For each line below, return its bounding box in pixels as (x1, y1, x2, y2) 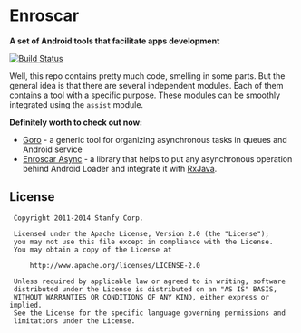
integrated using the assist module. (9, 99, 143, 109)
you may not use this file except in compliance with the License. (13, 237, 274, 246)
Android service (22, 144, 83, 155)
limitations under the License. (13, 316, 136, 326)
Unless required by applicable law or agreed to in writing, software (13, 277, 286, 286)
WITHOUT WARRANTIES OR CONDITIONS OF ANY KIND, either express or (13, 292, 270, 301)
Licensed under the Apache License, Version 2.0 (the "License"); (13, 229, 270, 238)
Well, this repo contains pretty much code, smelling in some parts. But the (9, 70, 286, 81)
